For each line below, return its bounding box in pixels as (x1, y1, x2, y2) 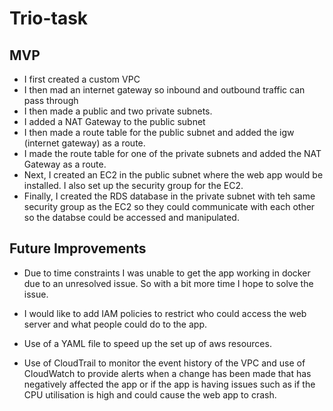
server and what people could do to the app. (23, 318, 207, 330)
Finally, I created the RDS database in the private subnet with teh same (23, 190, 316, 202)
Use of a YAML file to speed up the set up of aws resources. (23, 337, 272, 349)
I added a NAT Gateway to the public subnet (23, 116, 206, 127)
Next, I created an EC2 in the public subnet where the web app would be (23, 169, 324, 181)
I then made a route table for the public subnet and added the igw (23, 127, 295, 138)
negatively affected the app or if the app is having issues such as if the (23, 378, 316, 390)
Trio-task (9, 7, 89, 30)
